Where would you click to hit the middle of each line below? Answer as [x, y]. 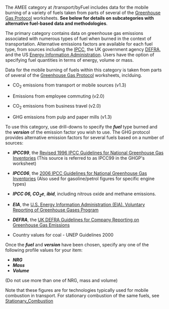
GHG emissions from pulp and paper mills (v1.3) [62, 117]
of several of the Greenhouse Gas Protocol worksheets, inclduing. [74, 75]
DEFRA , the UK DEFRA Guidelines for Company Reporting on [76, 220]
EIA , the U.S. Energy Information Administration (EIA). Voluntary [79, 205]
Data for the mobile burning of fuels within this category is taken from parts [83, 70]
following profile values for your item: [44, 250]
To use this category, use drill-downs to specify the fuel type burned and [81, 126]
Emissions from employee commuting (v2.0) [59, 96]
